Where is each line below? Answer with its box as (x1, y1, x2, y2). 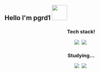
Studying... (67, 52, 95, 58)
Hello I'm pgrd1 (4, 14, 51, 22)
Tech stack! (67, 29, 96, 35)
